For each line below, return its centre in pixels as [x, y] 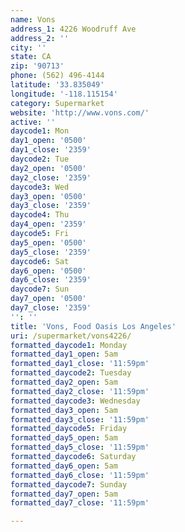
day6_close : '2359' [51, 280]
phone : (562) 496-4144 [57, 76]
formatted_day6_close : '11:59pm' [80, 475]
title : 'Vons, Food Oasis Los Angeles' [93, 326]
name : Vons [33, 19]
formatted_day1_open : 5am [64, 354]
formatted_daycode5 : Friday [69, 429]
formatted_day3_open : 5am [64, 410]
